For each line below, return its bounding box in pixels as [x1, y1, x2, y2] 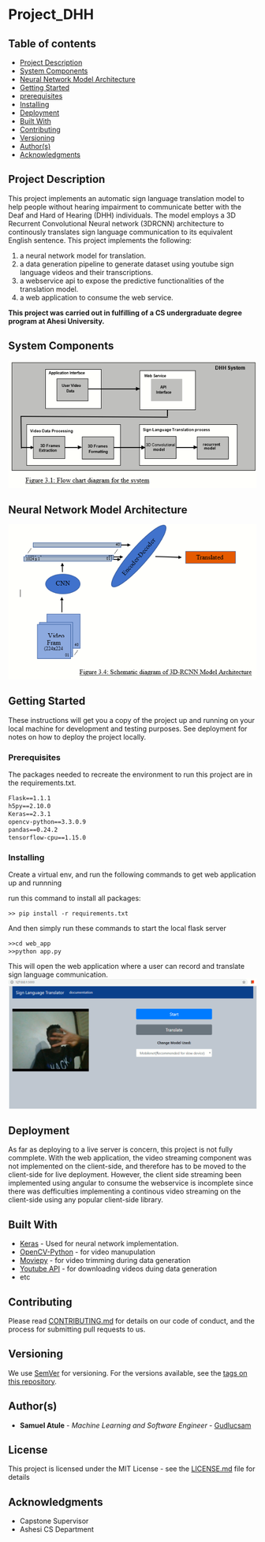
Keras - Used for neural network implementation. [19, 1239, 179, 1249]
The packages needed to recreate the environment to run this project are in [8, 769, 253, 779]
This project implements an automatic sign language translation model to [8, 193, 244, 203]
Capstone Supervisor [19, 1516, 89, 1526]
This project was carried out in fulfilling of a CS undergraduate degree [8, 307, 243, 317]
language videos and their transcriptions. [19, 267, 154, 277]
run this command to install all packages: [8, 893, 141, 903]
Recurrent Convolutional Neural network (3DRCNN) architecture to [8, 218, 225, 228]
